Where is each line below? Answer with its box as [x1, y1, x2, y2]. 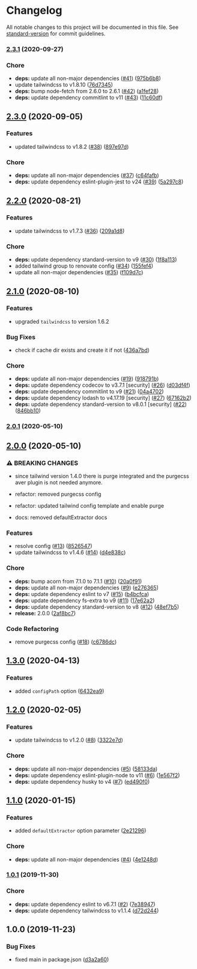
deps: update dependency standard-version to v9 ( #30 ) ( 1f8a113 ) [14, 256, 177, 263]
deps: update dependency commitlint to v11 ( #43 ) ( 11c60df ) [14, 94, 163, 101]
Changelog [6, 4, 62, 17]
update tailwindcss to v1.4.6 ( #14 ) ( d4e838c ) [14, 549, 126, 556]
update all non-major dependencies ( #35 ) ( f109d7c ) [14, 269, 144, 276]
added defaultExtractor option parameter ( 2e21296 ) [14, 827, 147, 834]
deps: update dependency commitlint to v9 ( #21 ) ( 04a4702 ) [14, 388, 164, 395]
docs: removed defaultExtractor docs [14, 514, 108, 521]
